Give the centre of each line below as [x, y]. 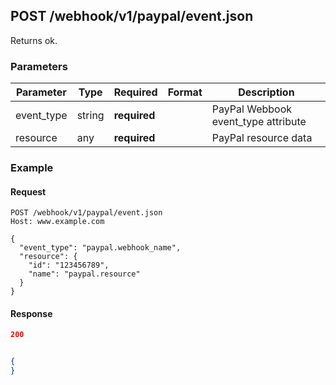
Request [28, 191]
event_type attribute [259, 122]
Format [185, 92]
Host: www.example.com [57, 222]
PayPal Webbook [252, 109]
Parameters [39, 66]
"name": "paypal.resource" [84, 274]
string [90, 116]
